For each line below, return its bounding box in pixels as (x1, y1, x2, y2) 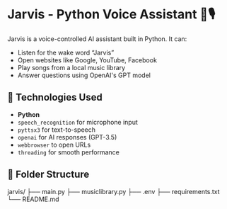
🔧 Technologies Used (7, 91, 103, 103)
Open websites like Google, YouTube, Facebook (17, 55, 158, 64)
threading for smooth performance (17, 147, 120, 157)
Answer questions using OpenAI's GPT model (17, 71, 151, 79)
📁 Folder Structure (7, 169, 90, 181)
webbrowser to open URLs (17, 140, 91, 149)
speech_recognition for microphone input (17, 118, 138, 126)
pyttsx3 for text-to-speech (17, 125, 96, 134)
